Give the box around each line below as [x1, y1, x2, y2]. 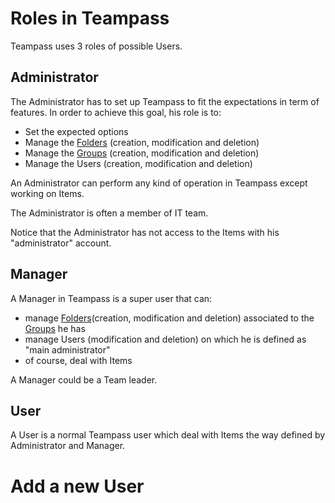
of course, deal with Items [24, 354, 133, 366]
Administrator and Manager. [10, 440, 126, 452]
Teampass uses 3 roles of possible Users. [10, 40, 183, 52]
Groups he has [24, 322, 86, 334]
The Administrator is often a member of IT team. [10, 207, 209, 219]
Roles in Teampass [10, 7, 170, 30]
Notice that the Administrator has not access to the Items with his [10, 226, 280, 238]
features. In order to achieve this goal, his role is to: [10, 106, 222, 118]
